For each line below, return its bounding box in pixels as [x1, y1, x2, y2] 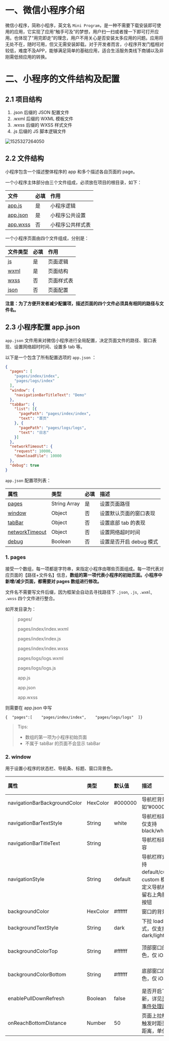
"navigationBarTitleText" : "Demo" [14, 392, 87, 398]
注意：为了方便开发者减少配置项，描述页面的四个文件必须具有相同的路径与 [5, 300, 159, 306]
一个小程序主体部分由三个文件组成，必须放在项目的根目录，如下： [5, 179, 142, 185]
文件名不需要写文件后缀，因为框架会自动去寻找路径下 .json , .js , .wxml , [5, 589, 152, 595]
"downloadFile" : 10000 [14, 454, 62, 459]
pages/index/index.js [17, 635, 61, 641]
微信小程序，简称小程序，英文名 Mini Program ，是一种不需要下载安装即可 [5, 22, 157, 28]
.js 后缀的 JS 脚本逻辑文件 [12, 128, 66, 134]
